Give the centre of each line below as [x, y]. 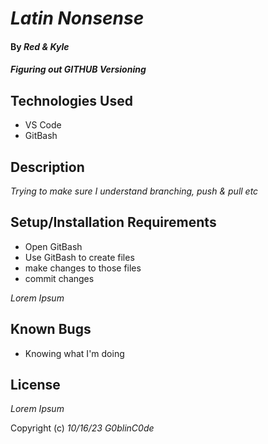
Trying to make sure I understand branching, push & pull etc [134, 191]
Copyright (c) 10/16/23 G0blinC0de [82, 428]
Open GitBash [53, 246]
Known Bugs [51, 329]
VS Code [43, 125]
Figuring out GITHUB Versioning [78, 69]
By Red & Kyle [40, 46]
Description [47, 167]
